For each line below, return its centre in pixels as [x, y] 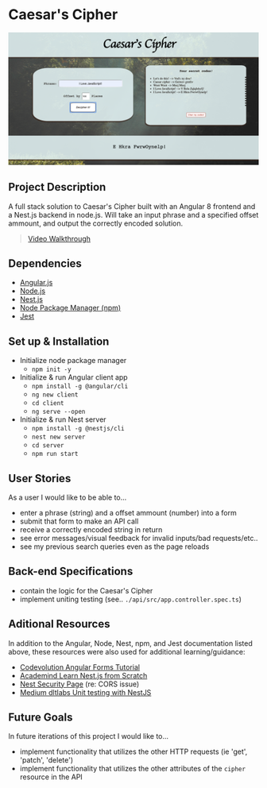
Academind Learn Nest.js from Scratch [83, 675]
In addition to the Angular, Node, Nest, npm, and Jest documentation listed [130, 643]
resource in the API [51, 777]
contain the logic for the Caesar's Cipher [86, 590]
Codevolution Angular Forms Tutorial [80, 667]
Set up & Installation [59, 341]
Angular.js [36, 283]
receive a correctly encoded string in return [91, 529]
